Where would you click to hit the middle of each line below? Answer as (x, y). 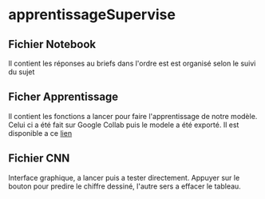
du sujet (22, 72)
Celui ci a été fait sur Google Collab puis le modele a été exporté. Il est (124, 125)
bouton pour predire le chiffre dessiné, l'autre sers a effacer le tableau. (125, 186)
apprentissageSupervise (92, 15)
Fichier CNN (39, 159)
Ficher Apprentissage (63, 97)
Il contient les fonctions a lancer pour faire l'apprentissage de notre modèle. (133, 116)
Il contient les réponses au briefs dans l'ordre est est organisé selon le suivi (132, 63)
